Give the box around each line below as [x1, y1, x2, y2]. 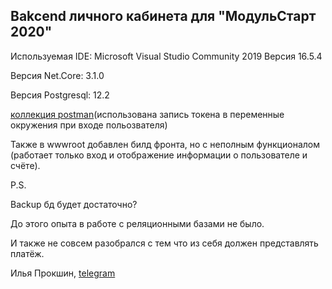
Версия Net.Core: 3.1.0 [10, 69, 105, 81]
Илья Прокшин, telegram [10, 267, 116, 279]
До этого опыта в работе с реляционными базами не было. [10, 217, 265, 229]
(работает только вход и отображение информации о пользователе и [10, 149, 308, 161]
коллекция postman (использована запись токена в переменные [10, 108, 285, 120]
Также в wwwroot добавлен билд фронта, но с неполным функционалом [10, 138, 320, 150]
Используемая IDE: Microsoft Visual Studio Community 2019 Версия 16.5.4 [10, 50, 323, 62]
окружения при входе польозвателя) [10, 119, 168, 131]
